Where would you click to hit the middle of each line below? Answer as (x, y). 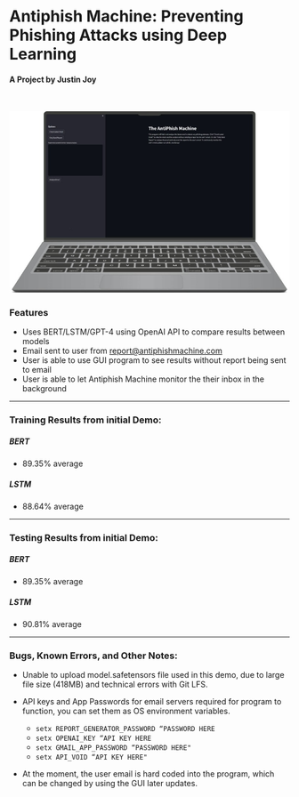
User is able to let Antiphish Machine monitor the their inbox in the (143, 379)
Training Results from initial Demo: (85, 420)
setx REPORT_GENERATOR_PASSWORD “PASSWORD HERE (125, 729)
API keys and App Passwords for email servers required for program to (152, 702)
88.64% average (53, 507)
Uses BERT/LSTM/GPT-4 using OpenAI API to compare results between (154, 332)
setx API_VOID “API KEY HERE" (92, 758)
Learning (43, 54)
